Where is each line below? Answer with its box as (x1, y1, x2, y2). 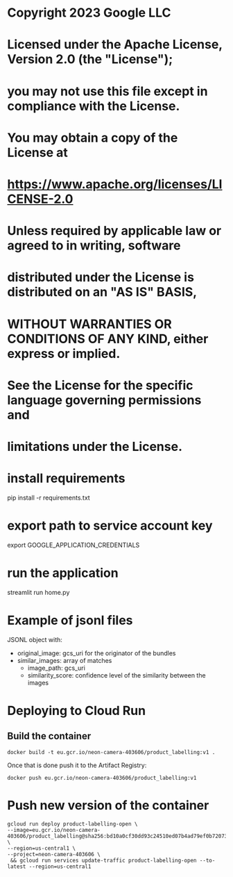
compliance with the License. (7, 98, 180, 114)
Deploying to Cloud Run (7, 703, 146, 719)
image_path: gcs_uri (27, 664, 85, 672)
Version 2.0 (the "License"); (7, 51, 173, 67)
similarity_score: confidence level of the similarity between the (27, 671, 206, 679)
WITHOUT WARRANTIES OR (7, 316, 172, 331)
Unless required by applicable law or (7, 223, 222, 239)
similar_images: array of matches (17, 656, 112, 664)
